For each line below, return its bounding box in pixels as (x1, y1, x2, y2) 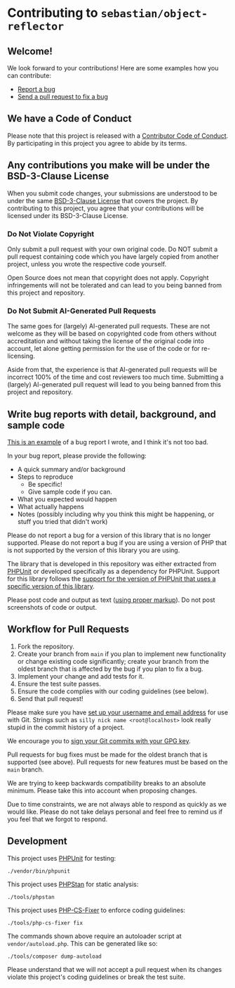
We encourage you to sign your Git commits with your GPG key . (7, 736, 192, 745)
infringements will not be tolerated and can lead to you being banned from (7, 281, 222, 289)
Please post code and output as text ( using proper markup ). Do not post (7, 596, 215, 604)
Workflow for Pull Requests (7, 624, 130, 636)
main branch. (7, 765, 44, 774)
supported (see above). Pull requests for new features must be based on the (7, 757, 228, 766)
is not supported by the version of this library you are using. (7, 546, 180, 555)
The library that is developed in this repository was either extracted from (7, 560, 217, 568)
